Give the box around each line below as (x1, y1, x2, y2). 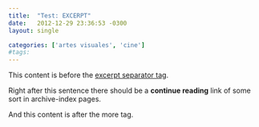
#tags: (8, 49, 30, 57)
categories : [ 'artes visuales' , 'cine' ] (8, 41, 146, 49)
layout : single (8, 26, 59, 34)
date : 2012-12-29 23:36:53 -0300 (8, 19, 127, 27)
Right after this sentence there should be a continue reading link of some (8, 85, 251, 96)
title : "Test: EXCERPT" (8, 11, 91, 20)
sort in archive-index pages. (8, 94, 102, 104)
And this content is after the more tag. (8, 109, 134, 120)
